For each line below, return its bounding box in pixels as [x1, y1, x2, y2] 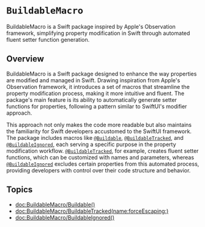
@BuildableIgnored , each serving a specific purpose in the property [6, 140, 176, 148]
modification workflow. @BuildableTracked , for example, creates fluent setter [6, 147, 199, 155]
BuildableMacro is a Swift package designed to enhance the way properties [6, 70, 197, 77]
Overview [6, 54, 45, 64]
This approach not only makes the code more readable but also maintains [6, 121, 192, 128]
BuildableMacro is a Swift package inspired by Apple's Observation [6, 23, 176, 30]
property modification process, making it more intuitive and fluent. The [6, 90, 185, 97]
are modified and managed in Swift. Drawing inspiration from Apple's [6, 76, 181, 84]
